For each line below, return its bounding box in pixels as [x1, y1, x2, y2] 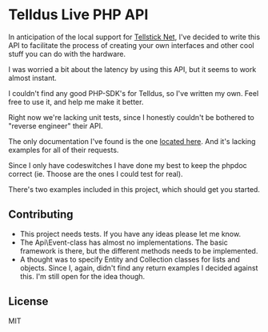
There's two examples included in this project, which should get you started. [8, 184, 260, 194]
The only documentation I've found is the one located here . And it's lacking [8, 136, 256, 146]
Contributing [8, 208, 74, 222]
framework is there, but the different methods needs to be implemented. [19, 246, 258, 255]
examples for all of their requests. [8, 145, 119, 154]
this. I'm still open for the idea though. [19, 271, 146, 281]
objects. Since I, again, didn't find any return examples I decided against [19, 262, 258, 273]
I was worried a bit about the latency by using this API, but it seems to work [8, 64, 257, 74]
